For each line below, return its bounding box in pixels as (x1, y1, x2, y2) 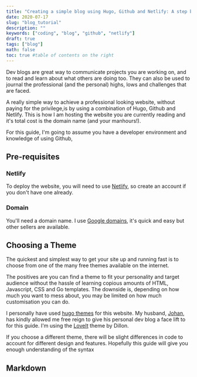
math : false (6, 47, 35, 53)
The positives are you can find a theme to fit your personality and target (6, 274, 180, 281)
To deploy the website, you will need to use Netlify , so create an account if (6, 183, 186, 190)
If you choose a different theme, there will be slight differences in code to (6, 334, 184, 341)
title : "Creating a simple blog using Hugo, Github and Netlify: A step (6, 8, 188, 15)
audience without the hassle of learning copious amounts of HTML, (6, 280, 169, 287)
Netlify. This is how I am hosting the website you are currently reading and (6, 111, 186, 118)
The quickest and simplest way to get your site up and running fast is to (6, 256, 179, 263)
